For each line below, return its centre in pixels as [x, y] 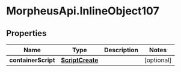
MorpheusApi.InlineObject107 [83, 11]
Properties [26, 33]
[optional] [158, 60]
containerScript [32, 60]
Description [121, 50]
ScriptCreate [80, 60]
